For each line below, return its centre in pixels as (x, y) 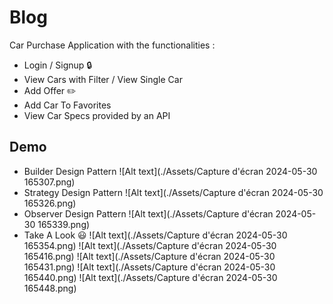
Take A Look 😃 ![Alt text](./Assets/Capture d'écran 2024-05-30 (155, 235)
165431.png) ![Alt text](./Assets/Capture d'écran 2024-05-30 (149, 267)
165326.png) (50, 203)
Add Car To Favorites (67, 105)
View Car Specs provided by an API (97, 115)
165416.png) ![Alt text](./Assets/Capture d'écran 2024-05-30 (149, 256)
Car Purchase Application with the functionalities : (112, 45)
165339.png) (64, 224)
